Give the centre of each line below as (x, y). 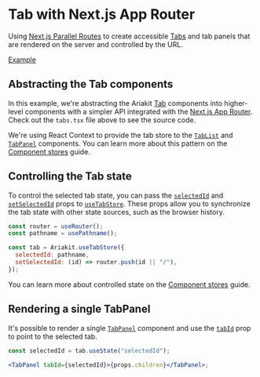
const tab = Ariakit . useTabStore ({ (66, 248)
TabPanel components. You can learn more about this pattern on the (118, 143)
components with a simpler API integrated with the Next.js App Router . (139, 111)
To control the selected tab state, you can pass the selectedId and (116, 195)
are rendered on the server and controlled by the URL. (95, 44)
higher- (236, 103)
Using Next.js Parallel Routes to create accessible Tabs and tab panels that (129, 36)
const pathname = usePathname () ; (63, 234)
